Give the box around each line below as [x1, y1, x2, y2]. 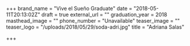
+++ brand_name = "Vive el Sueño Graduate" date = [6, 5, 133, 12]
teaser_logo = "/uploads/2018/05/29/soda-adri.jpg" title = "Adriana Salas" [6, 23, 185, 30]
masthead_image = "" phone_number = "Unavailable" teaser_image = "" [6, 17, 180, 24]
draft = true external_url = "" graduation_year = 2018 [41, 11, 168, 18]
